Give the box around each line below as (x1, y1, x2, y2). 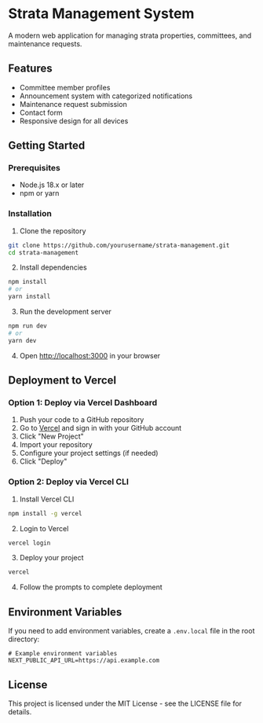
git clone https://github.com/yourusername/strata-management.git (8, 241, 230, 249)
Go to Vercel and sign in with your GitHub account (19, 424, 182, 433)
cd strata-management (8, 248, 79, 256)
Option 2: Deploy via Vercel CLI (8, 476, 130, 487)
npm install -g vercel (8, 509, 82, 517)
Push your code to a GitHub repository (19, 415, 144, 424)
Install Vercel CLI (19, 494, 75, 504)
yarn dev (8, 336, 37, 344)
